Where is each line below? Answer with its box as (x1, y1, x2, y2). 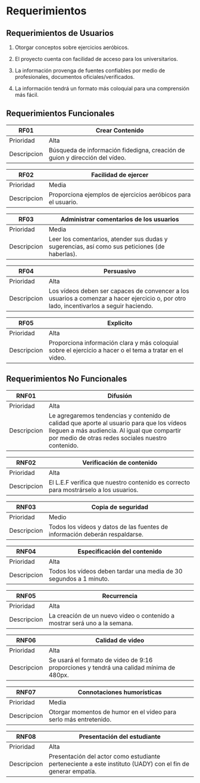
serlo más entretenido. (48, 715, 112, 723)
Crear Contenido (95, 126, 144, 134)
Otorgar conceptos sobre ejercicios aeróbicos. (14, 44, 129, 51)
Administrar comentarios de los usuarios (60, 215, 180, 223)
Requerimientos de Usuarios (6, 28, 114, 38)
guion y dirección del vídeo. (48, 153, 126, 162)
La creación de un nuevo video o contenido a (48, 611, 174, 619)
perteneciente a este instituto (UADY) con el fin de (48, 760, 189, 768)
